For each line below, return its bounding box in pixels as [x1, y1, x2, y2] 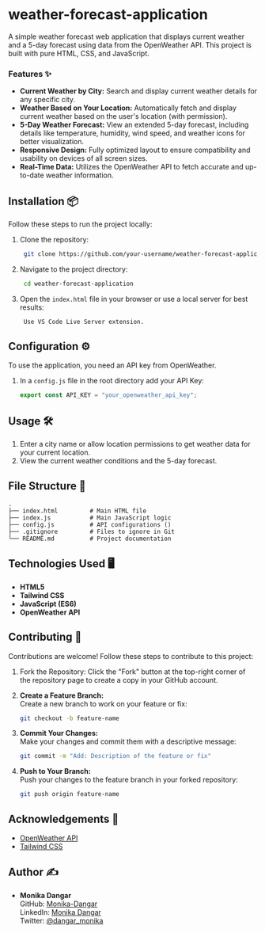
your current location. [19, 447, 91, 457]
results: [19, 303, 45, 312]
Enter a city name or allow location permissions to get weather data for [19, 440, 251, 449]
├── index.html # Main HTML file [8, 507, 147, 515]
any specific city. [19, 95, 76, 105]
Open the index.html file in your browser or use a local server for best [19, 294, 248, 303]
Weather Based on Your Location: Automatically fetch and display [19, 103, 237, 112]
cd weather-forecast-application [23, 280, 134, 288]
